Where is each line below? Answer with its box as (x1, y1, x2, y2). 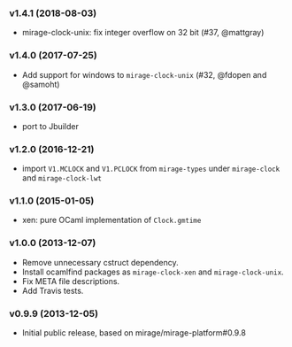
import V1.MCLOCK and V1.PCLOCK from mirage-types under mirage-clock (21, 163, 280, 174)
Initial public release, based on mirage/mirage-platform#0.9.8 (21, 328, 246, 338)
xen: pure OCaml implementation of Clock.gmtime (21, 215, 202, 226)
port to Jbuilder (21, 120, 80, 131)
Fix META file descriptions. (21, 275, 120, 286)
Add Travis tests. (21, 285, 84, 296)
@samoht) (21, 79, 60, 89)
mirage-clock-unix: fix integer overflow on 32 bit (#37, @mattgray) (21, 27, 265, 38)
